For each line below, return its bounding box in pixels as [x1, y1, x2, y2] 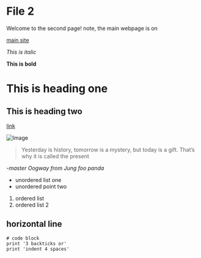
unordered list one [15, 176, 62, 183]
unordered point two [15, 183, 67, 190]
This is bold [6, 60, 37, 67]
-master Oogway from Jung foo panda [6, 164, 104, 172]
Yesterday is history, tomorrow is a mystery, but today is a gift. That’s [21, 146, 196, 153]
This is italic [6, 48, 37, 56]
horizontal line [6, 219, 62, 229]
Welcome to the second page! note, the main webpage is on [6, 25, 158, 32]
